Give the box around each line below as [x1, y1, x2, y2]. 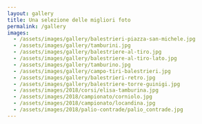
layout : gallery [7, 10, 54, 17]
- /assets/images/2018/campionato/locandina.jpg [13, 100, 156, 107]
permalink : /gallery [7, 23, 67, 30]
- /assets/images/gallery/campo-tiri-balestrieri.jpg [13, 68, 171, 74]
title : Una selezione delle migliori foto [7, 17, 131, 23]
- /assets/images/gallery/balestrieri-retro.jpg [13, 74, 156, 81]
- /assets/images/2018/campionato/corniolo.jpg [13, 94, 153, 101]
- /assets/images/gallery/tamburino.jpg [13, 61, 131, 68]
